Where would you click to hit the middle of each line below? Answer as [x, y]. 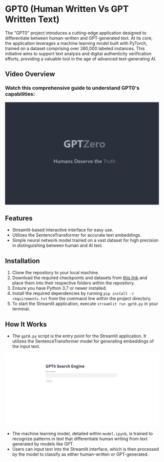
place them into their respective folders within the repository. [73, 283]
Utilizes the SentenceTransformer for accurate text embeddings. [77, 235]
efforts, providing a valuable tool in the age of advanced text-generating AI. [81, 59]
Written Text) [32, 19]
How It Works [26, 324]
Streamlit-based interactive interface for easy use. [63, 230]
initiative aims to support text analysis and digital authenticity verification [78, 53]
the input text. [26, 346]
